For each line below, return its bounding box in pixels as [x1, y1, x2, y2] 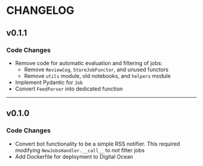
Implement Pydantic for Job [14, 78, 83, 86]
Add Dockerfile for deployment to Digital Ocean [14, 153, 134, 160]
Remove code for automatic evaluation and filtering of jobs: [14, 59, 163, 66]
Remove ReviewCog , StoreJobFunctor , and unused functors [24, 66, 169, 73]
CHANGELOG [6, 4, 74, 18]
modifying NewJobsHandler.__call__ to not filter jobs [14, 146, 145, 154]
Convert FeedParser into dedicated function [14, 85, 123, 92]
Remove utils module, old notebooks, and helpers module [24, 72, 171, 79]
